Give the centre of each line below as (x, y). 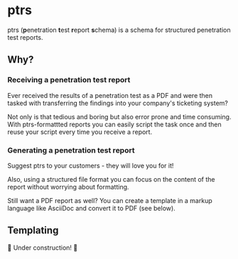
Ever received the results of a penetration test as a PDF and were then (110, 95)
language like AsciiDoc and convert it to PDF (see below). (91, 208)
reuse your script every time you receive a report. (80, 132)
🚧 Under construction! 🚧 (43, 248)
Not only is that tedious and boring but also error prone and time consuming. (119, 116)
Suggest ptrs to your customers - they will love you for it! (91, 165)
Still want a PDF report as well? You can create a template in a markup (110, 200)
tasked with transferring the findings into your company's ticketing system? (118, 103)
